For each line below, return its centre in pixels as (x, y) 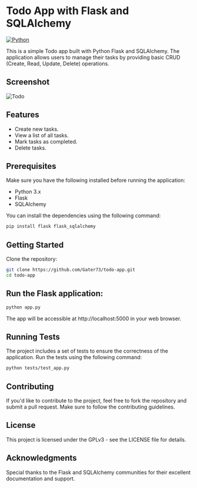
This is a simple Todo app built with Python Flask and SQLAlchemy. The (93, 51)
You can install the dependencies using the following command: (84, 215)
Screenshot (28, 82)
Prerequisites (31, 166)
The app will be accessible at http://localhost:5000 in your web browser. (94, 318)
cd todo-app (21, 275)
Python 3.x (28, 192)
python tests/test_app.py (38, 368)
